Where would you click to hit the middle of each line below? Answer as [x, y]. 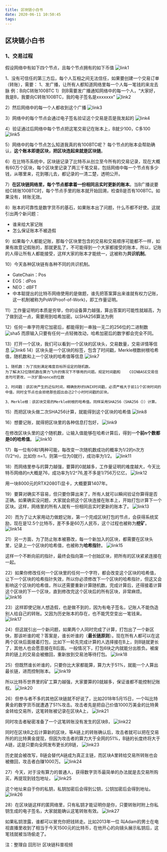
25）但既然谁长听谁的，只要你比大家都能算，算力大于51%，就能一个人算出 [82, 665]
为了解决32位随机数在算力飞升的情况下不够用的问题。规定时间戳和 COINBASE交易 [80, 372]
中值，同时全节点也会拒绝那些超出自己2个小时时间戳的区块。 [58, 392]
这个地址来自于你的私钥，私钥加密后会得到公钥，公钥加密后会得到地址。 [79, 789]
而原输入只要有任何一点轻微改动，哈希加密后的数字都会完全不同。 [89, 333]
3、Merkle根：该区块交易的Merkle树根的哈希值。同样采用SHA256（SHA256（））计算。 [82, 402]
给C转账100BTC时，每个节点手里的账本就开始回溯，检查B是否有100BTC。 [81, 191]
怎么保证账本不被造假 [34, 231]
